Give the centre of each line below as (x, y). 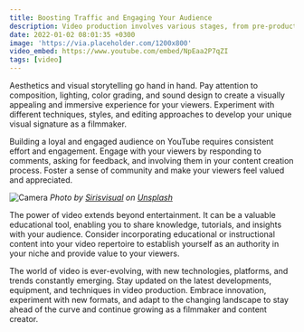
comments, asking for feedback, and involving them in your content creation (152, 161)
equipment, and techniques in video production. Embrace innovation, (138, 290)
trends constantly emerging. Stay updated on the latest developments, (141, 280)
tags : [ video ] (36, 60)
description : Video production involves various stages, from (129, 26)
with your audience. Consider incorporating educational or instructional (142, 234)
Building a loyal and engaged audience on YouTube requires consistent (142, 142)
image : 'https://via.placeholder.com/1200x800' (101, 43)
